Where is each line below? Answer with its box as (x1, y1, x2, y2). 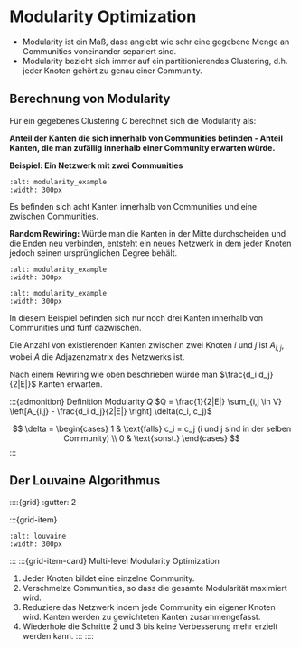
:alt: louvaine (9, 531, 67, 541)
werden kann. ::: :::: (22, 631, 95, 642)
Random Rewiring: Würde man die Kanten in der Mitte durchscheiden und (9, 228, 286, 239)
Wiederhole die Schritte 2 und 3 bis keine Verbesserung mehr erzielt (22, 621, 278, 632)
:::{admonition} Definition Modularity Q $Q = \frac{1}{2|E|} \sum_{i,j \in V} (9, 396, 283, 407)
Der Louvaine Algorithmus (9, 473, 161, 488)
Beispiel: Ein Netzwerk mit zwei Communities (9, 160, 183, 171)
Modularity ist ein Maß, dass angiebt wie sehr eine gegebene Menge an (22, 36, 290, 47)
